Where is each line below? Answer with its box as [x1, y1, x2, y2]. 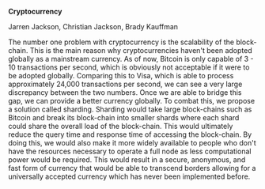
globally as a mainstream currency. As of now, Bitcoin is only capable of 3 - [8, 55, 255, 63]
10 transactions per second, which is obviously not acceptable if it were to [8, 62, 250, 72]
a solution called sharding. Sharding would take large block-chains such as [8, 104, 252, 114]
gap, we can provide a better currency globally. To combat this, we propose [8, 96, 256, 105]
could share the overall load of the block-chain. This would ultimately [8, 122, 233, 130]
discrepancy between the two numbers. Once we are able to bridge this [8, 88, 242, 97]
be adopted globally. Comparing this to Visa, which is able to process [8, 71, 234, 80]
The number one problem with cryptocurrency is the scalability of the [8, 37, 235, 47]
